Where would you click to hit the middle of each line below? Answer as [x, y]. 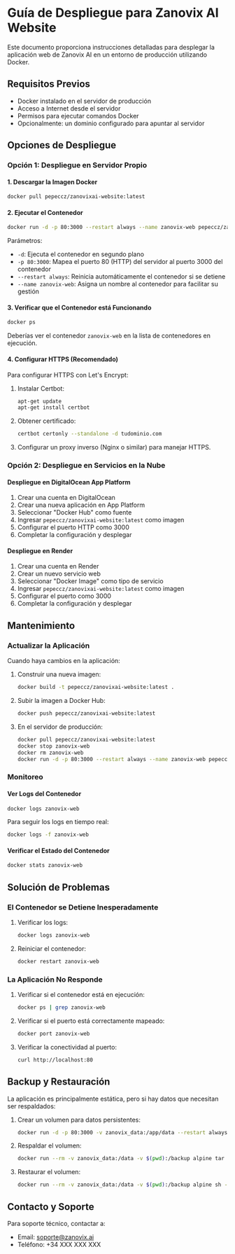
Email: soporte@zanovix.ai [56, 1236]
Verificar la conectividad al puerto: [67, 1047]
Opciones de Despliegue [62, 145]
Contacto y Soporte [51, 1207]
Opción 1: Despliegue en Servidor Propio [77, 165]
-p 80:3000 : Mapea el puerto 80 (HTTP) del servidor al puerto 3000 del [120, 262]
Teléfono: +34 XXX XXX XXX [59, 1244]
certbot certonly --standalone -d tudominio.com [90, 434]
